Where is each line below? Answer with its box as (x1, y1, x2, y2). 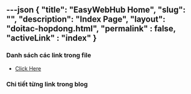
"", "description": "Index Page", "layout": (6, 14, 166, 25)
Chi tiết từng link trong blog (6, 80, 89, 88)
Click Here (14, 64, 42, 72)
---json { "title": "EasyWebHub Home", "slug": (6, 5, 186, 15)
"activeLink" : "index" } (6, 33, 97, 43)
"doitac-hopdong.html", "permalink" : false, (6, 23, 176, 34)
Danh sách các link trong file (6, 51, 92, 60)
